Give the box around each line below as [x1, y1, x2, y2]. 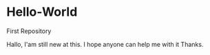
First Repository [6, 27, 52, 35]
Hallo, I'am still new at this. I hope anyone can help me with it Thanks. [6, 40, 204, 48]
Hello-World [6, 4, 78, 20]
